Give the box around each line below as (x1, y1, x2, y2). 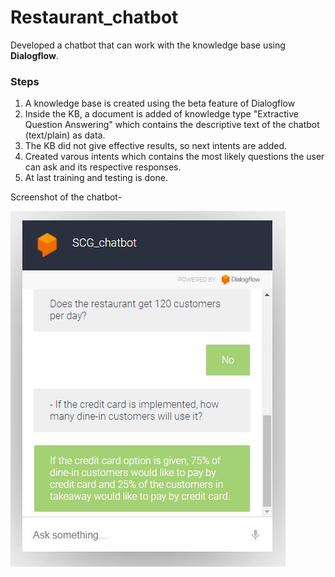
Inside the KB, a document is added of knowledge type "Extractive (24, 108, 299, 120)
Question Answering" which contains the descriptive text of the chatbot (24, 119, 320, 131)
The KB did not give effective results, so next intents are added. (24, 140, 288, 152)
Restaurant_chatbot (10, 6, 179, 29)
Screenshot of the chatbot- (10, 191, 123, 203)
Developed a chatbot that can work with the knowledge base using (10, 39, 286, 51)
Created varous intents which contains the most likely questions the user (24, 151, 325, 163)
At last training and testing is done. (24, 172, 168, 184)
